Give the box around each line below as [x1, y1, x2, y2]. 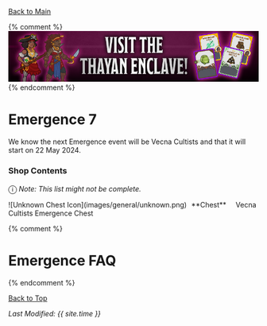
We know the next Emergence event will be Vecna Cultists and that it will [8, 137, 246, 146]
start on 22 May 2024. [8, 145, 81, 154]
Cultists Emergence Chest [8, 208, 94, 218]
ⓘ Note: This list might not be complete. [8, 183, 141, 194]
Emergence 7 [8, 111, 97, 129]
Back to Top [8, 293, 48, 303]
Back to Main [8, 7, 52, 16]
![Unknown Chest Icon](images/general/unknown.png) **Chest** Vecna [8, 200, 257, 210]
